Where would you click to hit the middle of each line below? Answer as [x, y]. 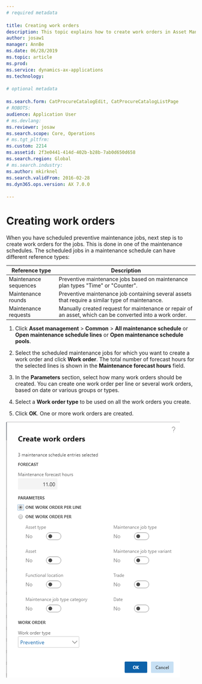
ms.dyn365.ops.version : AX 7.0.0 [48, 184]
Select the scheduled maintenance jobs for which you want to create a [102, 353]
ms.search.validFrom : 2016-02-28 [48, 178]
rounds [17, 300]
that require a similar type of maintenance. [111, 300]
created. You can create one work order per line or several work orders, [104, 384]
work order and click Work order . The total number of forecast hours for [105, 359]
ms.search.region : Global [38, 159]
